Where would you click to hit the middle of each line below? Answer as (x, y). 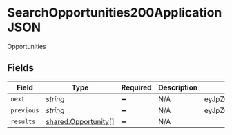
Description (178, 87)
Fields (21, 68)
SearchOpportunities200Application (115, 13)
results (23, 121)
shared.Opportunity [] (80, 121)
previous (25, 110)
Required (136, 87)
